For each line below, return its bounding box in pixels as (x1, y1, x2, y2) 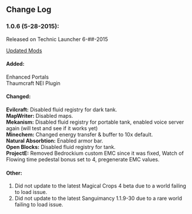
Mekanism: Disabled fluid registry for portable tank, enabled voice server (6, 118, 184, 125)
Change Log (6, 5, 52, 15)
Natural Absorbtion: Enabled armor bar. (6, 137, 104, 144)
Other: (6, 169, 22, 176)
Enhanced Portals (6, 73, 49, 80)
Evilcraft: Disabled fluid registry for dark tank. (6, 106, 117, 113)
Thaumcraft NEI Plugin (6, 79, 60, 87)
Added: (6, 60, 25, 67)
